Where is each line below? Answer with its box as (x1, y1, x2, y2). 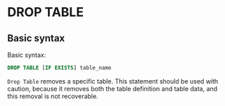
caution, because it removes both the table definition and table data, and (7, 84, 218, 93)
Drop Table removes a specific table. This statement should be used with (7, 77, 219, 85)
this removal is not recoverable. (7, 92, 98, 100)
